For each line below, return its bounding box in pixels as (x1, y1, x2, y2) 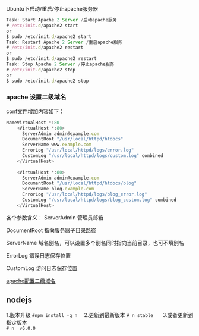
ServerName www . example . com (21, 142, 92, 147)
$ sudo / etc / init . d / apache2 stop (6, 78, 89, 84)
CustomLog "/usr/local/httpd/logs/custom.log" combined (21, 153, 163, 159)
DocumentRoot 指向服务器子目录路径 (6, 227, 97, 234)
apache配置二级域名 (6, 277, 56, 284)
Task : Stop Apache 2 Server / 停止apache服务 (6, 61, 115, 67)
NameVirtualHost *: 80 (6, 120, 60, 125)
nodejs (6, 295, 33, 305)
